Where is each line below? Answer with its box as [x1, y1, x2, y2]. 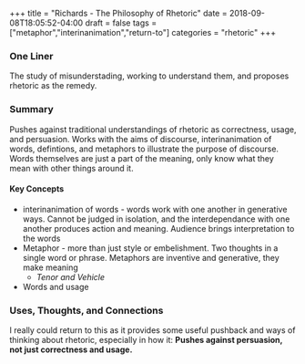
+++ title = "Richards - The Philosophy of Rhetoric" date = [9, 8, 228, 18]
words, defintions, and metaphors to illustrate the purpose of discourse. [9, 143, 280, 154]
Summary [9, 103, 55, 116]
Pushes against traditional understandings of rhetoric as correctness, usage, [9, 123, 297, 135]
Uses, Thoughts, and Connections [9, 304, 164, 317]
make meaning [22, 262, 79, 273]
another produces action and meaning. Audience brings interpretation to [22, 223, 295, 234]
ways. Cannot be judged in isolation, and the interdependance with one [22, 213, 290, 224]
